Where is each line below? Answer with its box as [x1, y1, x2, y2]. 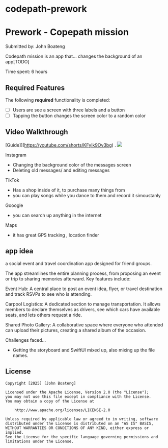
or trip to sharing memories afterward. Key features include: [5, 275, 131, 281]
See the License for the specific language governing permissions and [5, 434, 158, 439]
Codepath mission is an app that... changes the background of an [5, 53, 143, 59]
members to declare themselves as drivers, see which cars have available [5, 306, 160, 312]
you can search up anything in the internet [12, 212, 102, 218]
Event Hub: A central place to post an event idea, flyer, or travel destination [5, 286, 163, 292]
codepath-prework [5, 3, 88, 15]
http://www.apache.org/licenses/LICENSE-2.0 [14, 407, 110, 413]
